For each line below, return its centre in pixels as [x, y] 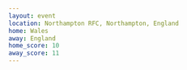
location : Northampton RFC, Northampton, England [94, 23]
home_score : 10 [34, 46]
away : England [32, 38]
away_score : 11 [34, 53]
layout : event [32, 16]
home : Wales [28, 31]
